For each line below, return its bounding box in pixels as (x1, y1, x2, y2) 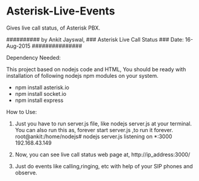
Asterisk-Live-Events (6, 4, 116, 18)
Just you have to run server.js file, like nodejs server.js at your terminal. (14, 119, 192, 127)
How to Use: (6, 108, 37, 115)
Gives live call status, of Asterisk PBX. (6, 24, 101, 31)
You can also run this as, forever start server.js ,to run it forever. (14, 126, 174, 133)
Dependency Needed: (6, 54, 62, 61)
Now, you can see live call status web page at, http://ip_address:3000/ (14, 151, 191, 158)
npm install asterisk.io (14, 83, 69, 91)
